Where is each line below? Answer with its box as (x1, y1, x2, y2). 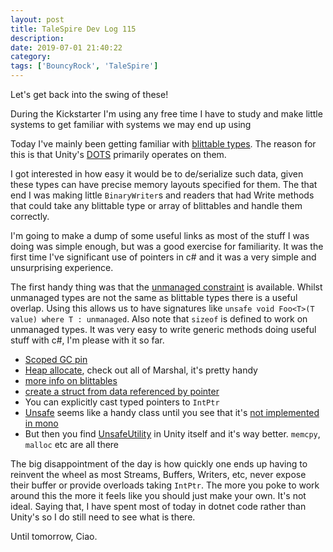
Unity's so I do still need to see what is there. (10, 511, 196, 523)
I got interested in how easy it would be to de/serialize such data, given (10, 168, 304, 180)
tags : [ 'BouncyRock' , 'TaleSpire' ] (10, 61, 159, 71)
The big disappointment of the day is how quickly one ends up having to (10, 458, 308, 470)
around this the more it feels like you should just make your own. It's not (10, 490, 307, 501)
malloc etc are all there (24, 439, 120, 450)
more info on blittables (24, 375, 118, 386)
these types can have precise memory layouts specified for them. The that (10, 179, 318, 190)
